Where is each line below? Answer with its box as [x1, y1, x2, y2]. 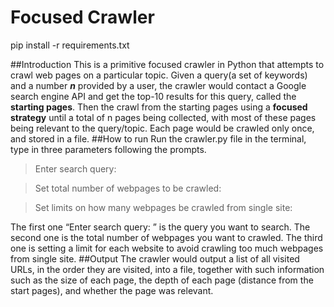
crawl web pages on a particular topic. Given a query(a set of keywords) [10, 69, 308, 81]
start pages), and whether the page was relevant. [10, 284, 214, 296]
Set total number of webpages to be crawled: [34, 182, 222, 194]
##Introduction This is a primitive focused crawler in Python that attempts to [10, 58, 325, 70]
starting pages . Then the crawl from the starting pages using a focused [10, 101, 308, 113]
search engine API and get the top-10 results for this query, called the [10, 90, 297, 102]
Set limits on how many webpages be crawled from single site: [34, 201, 293, 213]
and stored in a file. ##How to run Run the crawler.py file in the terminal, [10, 132, 307, 145]
